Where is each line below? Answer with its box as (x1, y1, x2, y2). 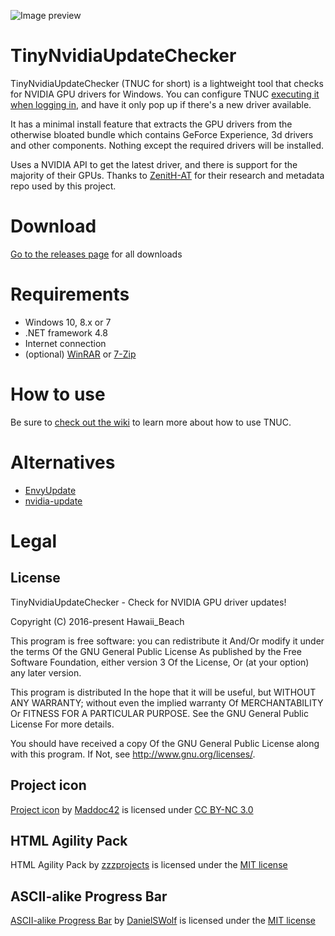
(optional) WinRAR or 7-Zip (24, 348, 137, 360)
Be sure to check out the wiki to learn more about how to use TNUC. (10, 416, 292, 428)
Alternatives (10, 451, 116, 474)
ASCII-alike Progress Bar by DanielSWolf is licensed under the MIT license (10, 915, 316, 927)
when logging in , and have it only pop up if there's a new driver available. (10, 98, 312, 110)
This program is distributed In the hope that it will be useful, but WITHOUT (10, 686, 317, 698)
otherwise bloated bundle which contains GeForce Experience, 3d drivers (10, 128, 314, 140)
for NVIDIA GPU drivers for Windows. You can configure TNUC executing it (10, 88, 320, 100)
